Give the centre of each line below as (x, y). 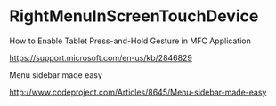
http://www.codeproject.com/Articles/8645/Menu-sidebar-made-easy (138, 92)
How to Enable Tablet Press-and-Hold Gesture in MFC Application (130, 41)
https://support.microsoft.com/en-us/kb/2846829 (101, 57)
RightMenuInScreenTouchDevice (134, 16)
